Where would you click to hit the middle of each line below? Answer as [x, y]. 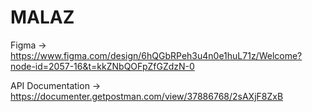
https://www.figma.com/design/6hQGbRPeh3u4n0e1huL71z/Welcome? [156, 55]
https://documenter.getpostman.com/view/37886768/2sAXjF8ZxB [147, 96]
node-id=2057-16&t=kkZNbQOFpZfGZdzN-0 [102, 66]
